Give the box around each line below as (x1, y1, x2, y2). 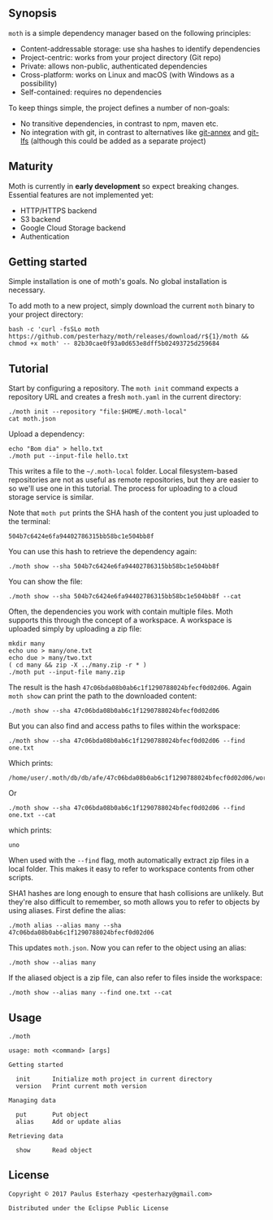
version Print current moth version (15, 1082, 148, 1091)
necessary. (8, 285, 46, 295)
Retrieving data (8, 1132, 63, 1140)
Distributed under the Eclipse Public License (8, 1204, 169, 1212)
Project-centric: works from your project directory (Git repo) (19, 52, 222, 62)
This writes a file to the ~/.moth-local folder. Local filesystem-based (8, 466, 238, 476)
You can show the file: (8, 577, 83, 587)
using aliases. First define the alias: (8, 906, 126, 916)
